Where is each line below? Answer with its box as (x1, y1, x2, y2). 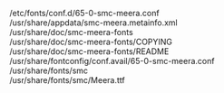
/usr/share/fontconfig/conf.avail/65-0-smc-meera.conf (9, 56, 215, 66)
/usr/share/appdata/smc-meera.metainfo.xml (9, 17, 179, 28)
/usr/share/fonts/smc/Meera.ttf (9, 75, 125, 85)
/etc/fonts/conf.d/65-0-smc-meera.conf (9, 8, 161, 18)
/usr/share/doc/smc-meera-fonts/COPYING (9, 36, 173, 47)
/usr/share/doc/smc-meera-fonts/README (9, 46, 170, 57)
